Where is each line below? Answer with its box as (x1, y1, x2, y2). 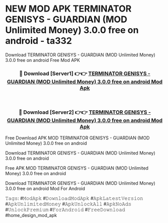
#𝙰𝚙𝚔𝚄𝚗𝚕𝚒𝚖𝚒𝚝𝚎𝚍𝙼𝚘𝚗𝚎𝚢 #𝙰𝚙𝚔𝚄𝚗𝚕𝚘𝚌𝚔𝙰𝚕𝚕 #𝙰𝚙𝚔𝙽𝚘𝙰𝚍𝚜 (5, 201, 132, 207)
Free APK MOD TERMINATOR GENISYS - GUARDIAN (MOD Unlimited (5, 165, 149, 171)
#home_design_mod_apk (5, 212, 57, 218)
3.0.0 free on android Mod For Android (5, 185, 85, 191)
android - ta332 (5, 35, 72, 47)
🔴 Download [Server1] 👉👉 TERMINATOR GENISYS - (19, 70, 150, 77)
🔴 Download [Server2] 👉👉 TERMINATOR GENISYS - (18, 109, 151, 116)
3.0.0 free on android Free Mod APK (5, 57, 80, 63)
